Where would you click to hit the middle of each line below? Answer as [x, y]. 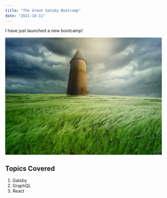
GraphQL [22, 186]
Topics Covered [30, 168]
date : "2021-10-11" [25, 16]
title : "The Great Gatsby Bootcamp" [43, 10]
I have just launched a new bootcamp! [44, 30]
